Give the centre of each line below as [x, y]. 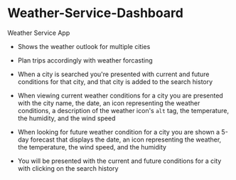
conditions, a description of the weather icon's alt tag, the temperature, [123, 110]
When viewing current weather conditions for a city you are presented [120, 95]
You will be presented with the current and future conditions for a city [119, 161]
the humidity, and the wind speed [66, 118]
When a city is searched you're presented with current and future [113, 74]
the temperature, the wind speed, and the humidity [92, 147]
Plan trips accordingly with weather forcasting [85, 60]
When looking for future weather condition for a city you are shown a [119, 132]
